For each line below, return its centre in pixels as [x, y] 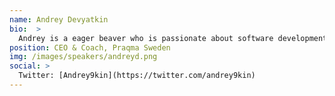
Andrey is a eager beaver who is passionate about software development [173, 38]
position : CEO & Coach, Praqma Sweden [90, 47]
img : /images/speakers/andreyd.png [83, 57]
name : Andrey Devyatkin [59, 19]
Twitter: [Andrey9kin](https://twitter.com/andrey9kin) [137, 76]
